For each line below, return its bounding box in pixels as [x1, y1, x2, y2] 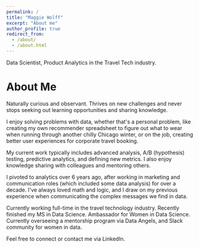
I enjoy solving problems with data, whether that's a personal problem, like [6, 118, 191, 125]
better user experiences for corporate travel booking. [6, 137, 139, 145]
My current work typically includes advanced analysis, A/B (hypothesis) [6, 149, 185, 156]
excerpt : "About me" [6, 20, 58, 26]
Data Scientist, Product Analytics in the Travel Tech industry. [6, 58, 157, 66]
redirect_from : [6, 31, 45, 37]
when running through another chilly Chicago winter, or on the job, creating [6, 131, 194, 138]
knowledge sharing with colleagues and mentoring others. [6, 161, 151, 169]
